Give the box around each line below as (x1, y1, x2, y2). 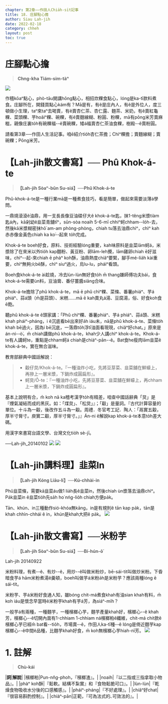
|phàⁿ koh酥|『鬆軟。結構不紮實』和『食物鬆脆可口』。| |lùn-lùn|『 (19, 680, 155, 686)
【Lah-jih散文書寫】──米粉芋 (5, 530, 127, 542)
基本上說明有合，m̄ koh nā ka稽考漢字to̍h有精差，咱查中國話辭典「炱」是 (5, 394, 155, 400)
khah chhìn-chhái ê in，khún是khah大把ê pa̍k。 (5, 511, 104, 517)
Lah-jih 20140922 (5, 558, 42, 564)
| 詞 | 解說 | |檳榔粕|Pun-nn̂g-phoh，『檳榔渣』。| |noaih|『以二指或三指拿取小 (5, 674, 158, 680)
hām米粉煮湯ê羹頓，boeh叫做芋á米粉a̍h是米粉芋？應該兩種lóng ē (22, 574, 157, 580)
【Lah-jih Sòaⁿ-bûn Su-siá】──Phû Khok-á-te (17, 185, 115, 191)
